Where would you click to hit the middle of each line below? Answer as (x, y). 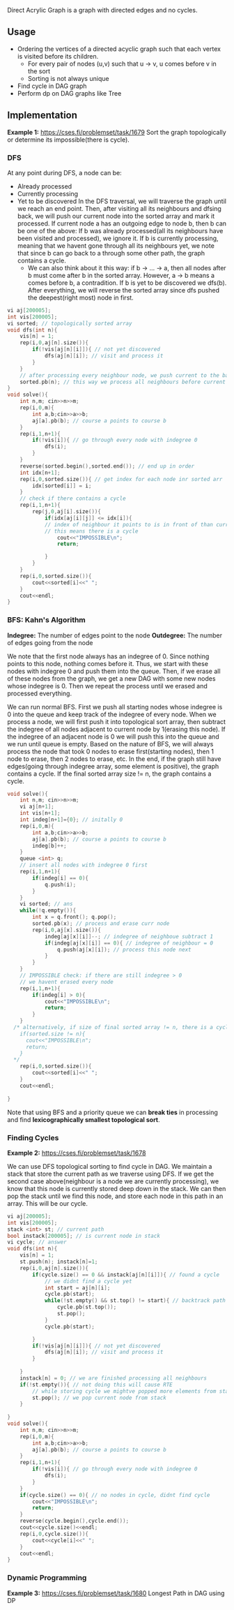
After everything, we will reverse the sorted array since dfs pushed (123, 290)
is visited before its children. (58, 56)
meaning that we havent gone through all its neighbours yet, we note (116, 245)
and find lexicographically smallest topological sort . (84, 1119)
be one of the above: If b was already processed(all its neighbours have (120, 230)
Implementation (42, 116)
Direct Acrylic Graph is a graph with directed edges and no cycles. (102, 10)
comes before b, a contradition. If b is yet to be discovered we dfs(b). (127, 283)
